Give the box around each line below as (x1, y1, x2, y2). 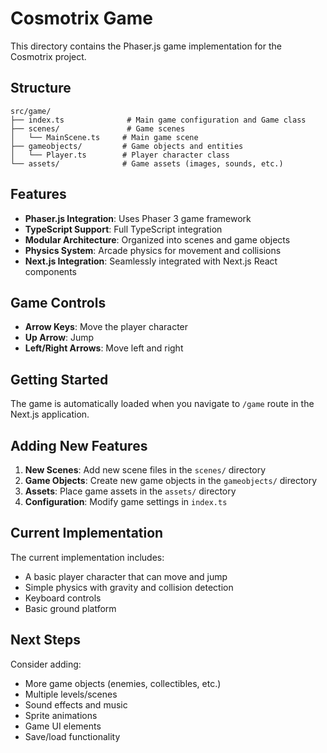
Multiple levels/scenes (24, 688, 118, 700)
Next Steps (10, 632, 81, 649)
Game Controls (10, 294, 107, 311)
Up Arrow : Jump (24, 332, 95, 344)
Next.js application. (10, 408, 90, 421)
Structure (10, 80, 72, 97)
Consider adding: (10, 658, 82, 670)
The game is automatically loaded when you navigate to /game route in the (10, 398, 315, 410)
